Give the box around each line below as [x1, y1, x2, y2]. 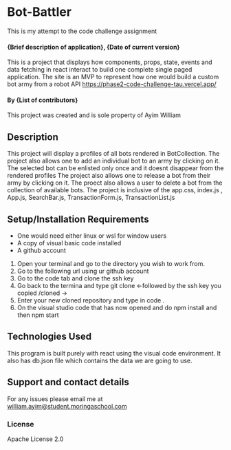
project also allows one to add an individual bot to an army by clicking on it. [7, 156, 220, 165]
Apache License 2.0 [7, 435, 64, 443]
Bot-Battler [7, 4, 72, 20]
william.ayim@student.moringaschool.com [7, 402, 127, 410]
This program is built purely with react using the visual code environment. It [7, 349, 221, 357]
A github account [16, 246, 67, 254]
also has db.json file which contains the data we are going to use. [7, 356, 192, 365]
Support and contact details [7, 376, 129, 388]
